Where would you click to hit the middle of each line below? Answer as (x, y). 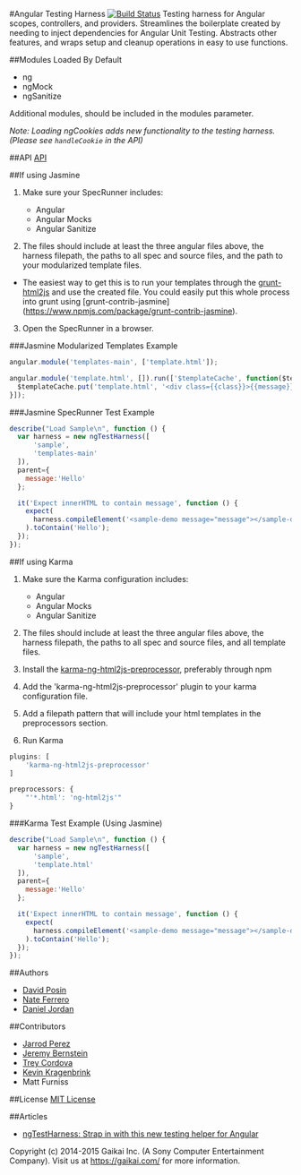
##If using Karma (41, 562)
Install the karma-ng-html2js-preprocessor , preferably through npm (147, 669)
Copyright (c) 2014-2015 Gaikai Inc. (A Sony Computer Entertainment (137, 1152)
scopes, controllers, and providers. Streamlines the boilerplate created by (145, 23)
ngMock (38, 86)
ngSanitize (42, 96)
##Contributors (38, 1026)
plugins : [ (30, 757)
